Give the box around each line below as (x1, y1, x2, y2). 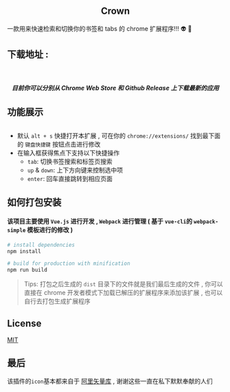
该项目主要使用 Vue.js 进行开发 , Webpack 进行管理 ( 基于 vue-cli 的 (7, 217, 193, 226)
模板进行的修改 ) (27, 226, 73, 234)
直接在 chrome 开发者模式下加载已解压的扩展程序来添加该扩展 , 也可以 (23, 289, 223, 297)
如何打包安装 (7, 197, 62, 208)
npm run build (7, 267, 48, 274)
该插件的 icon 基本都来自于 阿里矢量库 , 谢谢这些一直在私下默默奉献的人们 (7, 377, 213, 385)
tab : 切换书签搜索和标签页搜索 (27, 157, 113, 166)
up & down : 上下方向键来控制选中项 (27, 166, 124, 175)
